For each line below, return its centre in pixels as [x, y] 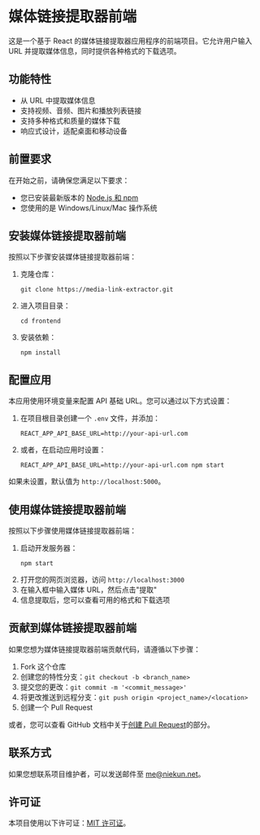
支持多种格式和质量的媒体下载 [70, 121]
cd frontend [40, 321]
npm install [40, 353]
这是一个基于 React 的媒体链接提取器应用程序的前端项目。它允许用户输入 [130, 41]
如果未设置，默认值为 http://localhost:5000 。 [87, 481]
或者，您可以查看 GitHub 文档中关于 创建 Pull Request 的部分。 [112, 724]
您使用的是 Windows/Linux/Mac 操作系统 [89, 208]
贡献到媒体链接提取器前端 [72, 628]
